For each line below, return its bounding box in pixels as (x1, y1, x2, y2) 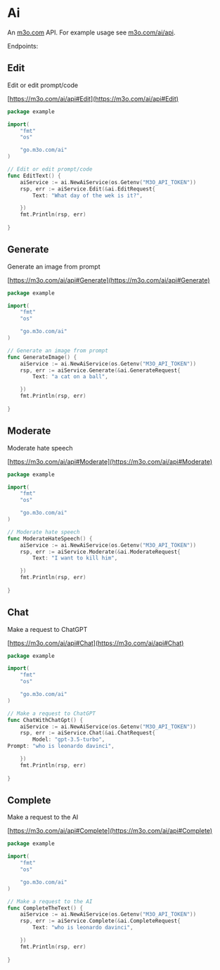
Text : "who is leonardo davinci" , (32, 924, 134, 931)
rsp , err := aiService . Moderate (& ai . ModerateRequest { (20, 548, 181, 555)
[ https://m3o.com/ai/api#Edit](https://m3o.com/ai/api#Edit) (7, 94, 179, 103)
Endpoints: (7, 41, 39, 50)
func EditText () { (7, 172, 61, 179)
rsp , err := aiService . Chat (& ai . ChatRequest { (20, 730, 156, 737)
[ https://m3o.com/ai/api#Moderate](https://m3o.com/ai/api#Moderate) (7, 457, 213, 465)
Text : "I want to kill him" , (32, 555, 118, 562)
